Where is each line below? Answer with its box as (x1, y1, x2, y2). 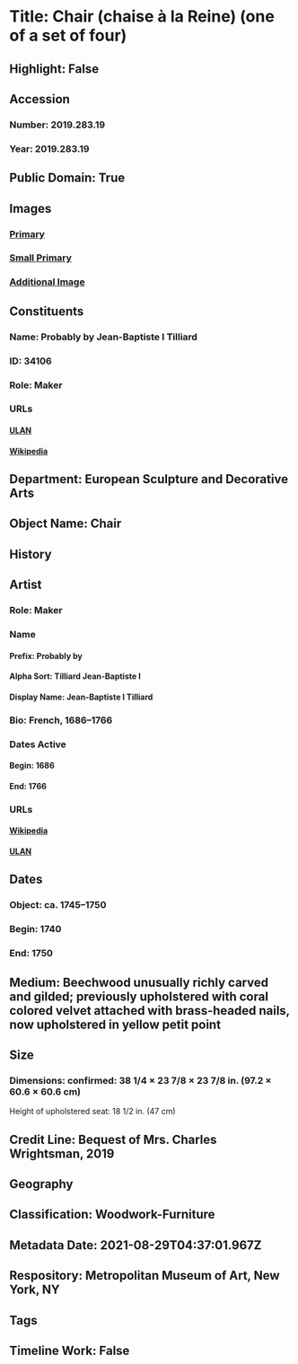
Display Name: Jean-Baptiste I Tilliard (9, 691, 153, 702)
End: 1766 (9, 780, 48, 791)
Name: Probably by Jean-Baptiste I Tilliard (9, 330, 197, 343)
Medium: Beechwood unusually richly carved (9, 974, 269, 990)
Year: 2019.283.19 (9, 142, 90, 154)
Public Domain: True (9, 171, 126, 186)
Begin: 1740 (9, 923, 62, 936)
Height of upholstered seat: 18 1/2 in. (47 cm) (9, 1106, 177, 1117)
